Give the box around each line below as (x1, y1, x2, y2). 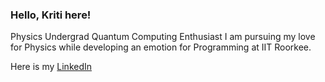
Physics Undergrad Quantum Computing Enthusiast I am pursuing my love (10, 31, 316, 43)
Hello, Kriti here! (10, 8, 92, 22)
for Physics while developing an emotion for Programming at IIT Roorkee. (10, 41, 312, 53)
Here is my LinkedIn (10, 61, 93, 73)
